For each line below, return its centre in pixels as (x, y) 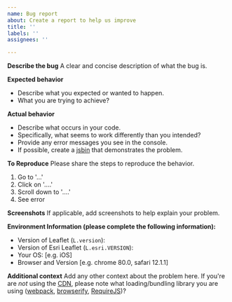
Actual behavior (31, 114)
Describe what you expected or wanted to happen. (91, 93)
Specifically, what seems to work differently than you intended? (109, 135)
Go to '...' (30, 177)
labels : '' (23, 33)
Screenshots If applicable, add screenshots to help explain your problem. (114, 213)
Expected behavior (35, 80)
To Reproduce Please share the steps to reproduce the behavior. (101, 164)
